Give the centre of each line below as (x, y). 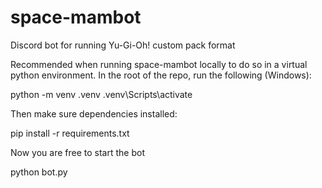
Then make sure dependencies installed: (94, 113)
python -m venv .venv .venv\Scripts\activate (101, 94)
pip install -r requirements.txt (70, 133)
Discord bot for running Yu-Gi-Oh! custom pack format (123, 45)
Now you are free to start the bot (77, 152)
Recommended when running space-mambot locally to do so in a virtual (159, 64)
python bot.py (39, 172)
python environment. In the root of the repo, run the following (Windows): (161, 75)
